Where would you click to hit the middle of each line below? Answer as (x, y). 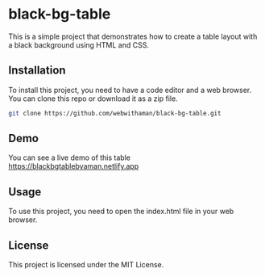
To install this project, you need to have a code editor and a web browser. (130, 90)
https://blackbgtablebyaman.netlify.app (74, 166)
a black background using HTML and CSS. (79, 44)
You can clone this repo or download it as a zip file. (93, 99)
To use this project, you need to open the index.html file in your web (121, 212)
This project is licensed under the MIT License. (86, 265)
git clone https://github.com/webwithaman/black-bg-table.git (115, 113)
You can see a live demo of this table (70, 157)
